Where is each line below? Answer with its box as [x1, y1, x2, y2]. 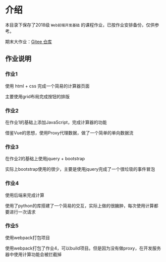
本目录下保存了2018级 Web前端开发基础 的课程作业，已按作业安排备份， [5, 22, 146, 28]
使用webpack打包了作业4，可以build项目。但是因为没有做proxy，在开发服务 [5, 245, 161, 251]
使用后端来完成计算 [5, 192, 45, 198]
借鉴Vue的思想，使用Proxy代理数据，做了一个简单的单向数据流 [5, 130, 134, 135]
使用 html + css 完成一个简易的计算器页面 [5, 83, 90, 89]
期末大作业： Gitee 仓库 [5, 38, 52, 45]
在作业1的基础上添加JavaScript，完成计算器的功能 [5, 119, 107, 125]
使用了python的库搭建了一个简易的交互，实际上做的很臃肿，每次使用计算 [5, 202, 154, 208]
